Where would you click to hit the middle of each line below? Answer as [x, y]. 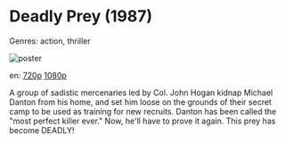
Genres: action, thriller [50, 41]
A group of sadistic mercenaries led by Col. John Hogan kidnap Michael [141, 92]
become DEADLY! [42, 130]
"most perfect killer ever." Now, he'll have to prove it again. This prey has [142, 121]
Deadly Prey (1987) [81, 16]
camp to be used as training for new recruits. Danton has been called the [143, 111]
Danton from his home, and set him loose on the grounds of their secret [140, 102]
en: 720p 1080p [38, 75]
